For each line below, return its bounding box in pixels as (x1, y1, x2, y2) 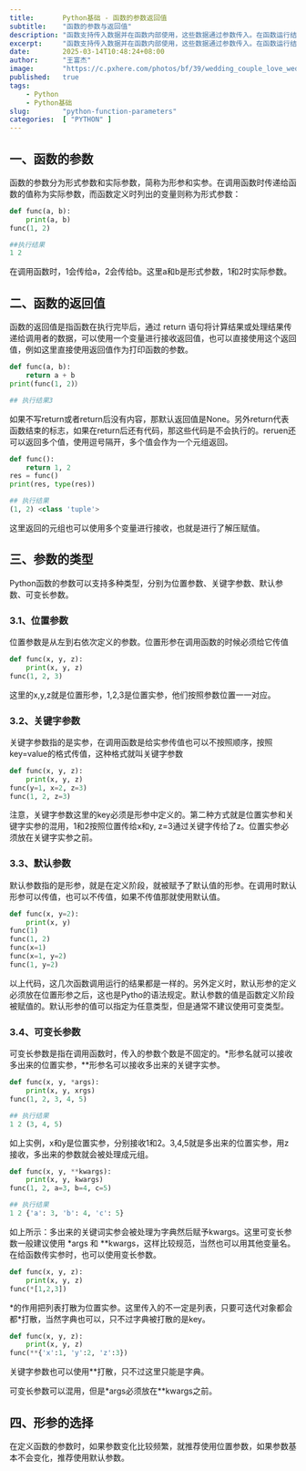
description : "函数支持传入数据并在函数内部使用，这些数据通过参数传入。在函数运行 (9, 30, 291, 39)
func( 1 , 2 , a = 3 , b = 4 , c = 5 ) (9, 1184, 112, 1193)
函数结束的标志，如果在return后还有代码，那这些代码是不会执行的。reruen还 (9, 425, 297, 436)
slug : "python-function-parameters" (9, 107, 178, 116)
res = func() (9, 471, 59, 481)
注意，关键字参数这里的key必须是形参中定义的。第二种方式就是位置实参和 (9, 809, 287, 821)
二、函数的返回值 (9, 295, 106, 311)
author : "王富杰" (9, 56, 92, 65)
